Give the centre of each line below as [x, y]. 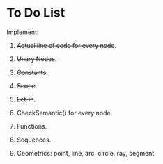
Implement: [23, 32]
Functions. [32, 126]
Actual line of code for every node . [66, 45]
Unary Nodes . [37, 59]
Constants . [32, 72]
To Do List [36, 13]
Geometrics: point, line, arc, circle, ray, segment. [86, 153]
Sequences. [34, 140]
